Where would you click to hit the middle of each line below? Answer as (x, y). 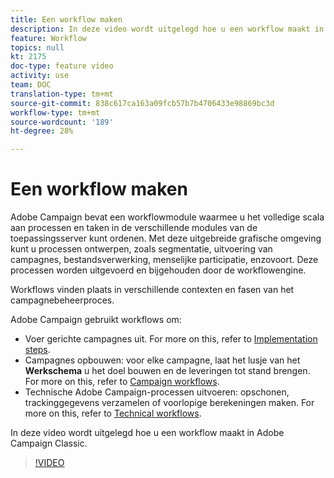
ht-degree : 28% (42, 131)
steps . (37, 350)
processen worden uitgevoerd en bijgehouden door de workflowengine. (158, 270)
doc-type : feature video (62, 66)
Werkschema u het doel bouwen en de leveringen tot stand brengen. (167, 371)
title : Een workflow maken (66, 19)
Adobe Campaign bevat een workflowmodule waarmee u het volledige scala (167, 217)
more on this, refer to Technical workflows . (113, 413)
